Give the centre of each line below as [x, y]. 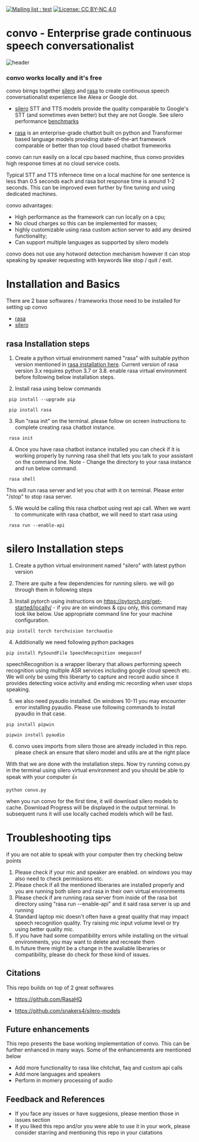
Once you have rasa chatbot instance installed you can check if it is [97, 449]
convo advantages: [30, 206]
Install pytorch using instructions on [59, 601]
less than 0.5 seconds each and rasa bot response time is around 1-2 [91, 181]
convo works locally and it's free [54, 77]
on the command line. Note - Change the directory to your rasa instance [103, 462]
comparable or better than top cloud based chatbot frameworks [93, 145]
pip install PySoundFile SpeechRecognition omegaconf [74, 653]
